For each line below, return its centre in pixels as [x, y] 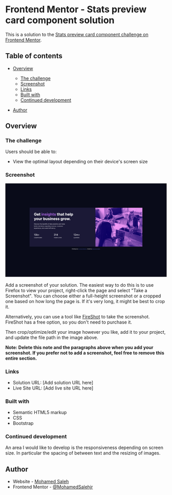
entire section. [21, 358]
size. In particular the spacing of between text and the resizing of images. [83, 453]
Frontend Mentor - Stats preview [76, 9]
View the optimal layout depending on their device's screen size [80, 162]
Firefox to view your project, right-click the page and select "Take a [76, 290]
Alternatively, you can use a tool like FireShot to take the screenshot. [78, 316]
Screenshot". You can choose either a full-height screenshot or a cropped [83, 296]
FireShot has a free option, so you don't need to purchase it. [69, 322]
